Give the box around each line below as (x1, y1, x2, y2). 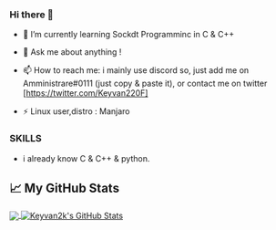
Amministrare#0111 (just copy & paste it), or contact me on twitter (22, 78, 268, 89)
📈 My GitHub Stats (9, 180, 120, 195)
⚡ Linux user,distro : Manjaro (22, 106, 130, 117)
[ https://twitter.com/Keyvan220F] (22, 88, 148, 99)
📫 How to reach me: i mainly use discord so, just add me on (22, 65, 250, 76)
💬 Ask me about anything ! (22, 47, 122, 57)
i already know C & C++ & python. (22, 152, 150, 163)
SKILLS (9, 132, 43, 145)
